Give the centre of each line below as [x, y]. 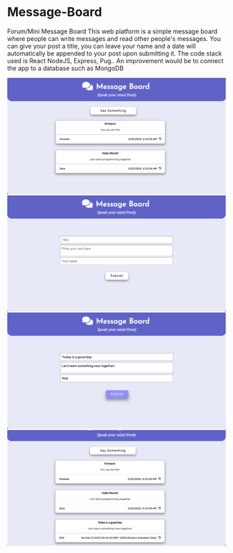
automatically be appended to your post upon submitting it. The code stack [114, 53]
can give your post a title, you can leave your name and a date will [102, 46]
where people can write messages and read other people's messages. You [114, 38]
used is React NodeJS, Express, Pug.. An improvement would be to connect [115, 60]
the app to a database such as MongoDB [66, 68]
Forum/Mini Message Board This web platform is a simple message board [112, 31]
